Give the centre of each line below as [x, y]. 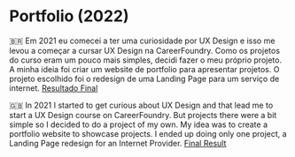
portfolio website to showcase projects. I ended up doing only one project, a [148, 133]
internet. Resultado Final [54, 88]
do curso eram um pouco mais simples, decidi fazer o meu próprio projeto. [145, 60]
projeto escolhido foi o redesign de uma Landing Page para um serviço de [144, 78]
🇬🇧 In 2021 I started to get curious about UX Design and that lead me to [141, 105]
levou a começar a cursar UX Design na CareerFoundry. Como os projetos [145, 50]
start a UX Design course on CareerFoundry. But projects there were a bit [143, 115]
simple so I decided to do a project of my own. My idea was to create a [139, 124]
